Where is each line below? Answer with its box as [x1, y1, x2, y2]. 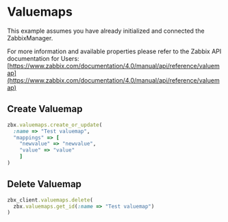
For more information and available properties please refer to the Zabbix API [7, 47, 222, 55]
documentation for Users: [7, 54, 80, 62]
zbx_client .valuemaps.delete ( [7, 196, 94, 204]
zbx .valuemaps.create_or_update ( [7, 121, 103, 128]
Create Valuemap [7, 103, 83, 115]
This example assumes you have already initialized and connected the [7, 27, 205, 35]
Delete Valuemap [7, 178, 82, 190]
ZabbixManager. [7, 33, 53, 42]
